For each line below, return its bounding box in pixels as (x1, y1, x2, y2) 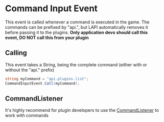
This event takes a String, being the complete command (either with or (5, 61, 147, 67)
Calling (5, 49, 27, 57)
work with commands (5, 113, 49, 119)
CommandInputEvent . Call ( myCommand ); (5, 81, 80, 86)
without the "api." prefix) (5, 67, 55, 73)
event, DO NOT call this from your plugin (5, 35, 89, 41)
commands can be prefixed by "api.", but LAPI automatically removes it (5, 24, 148, 30)
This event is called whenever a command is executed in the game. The (5, 19, 150, 25)
